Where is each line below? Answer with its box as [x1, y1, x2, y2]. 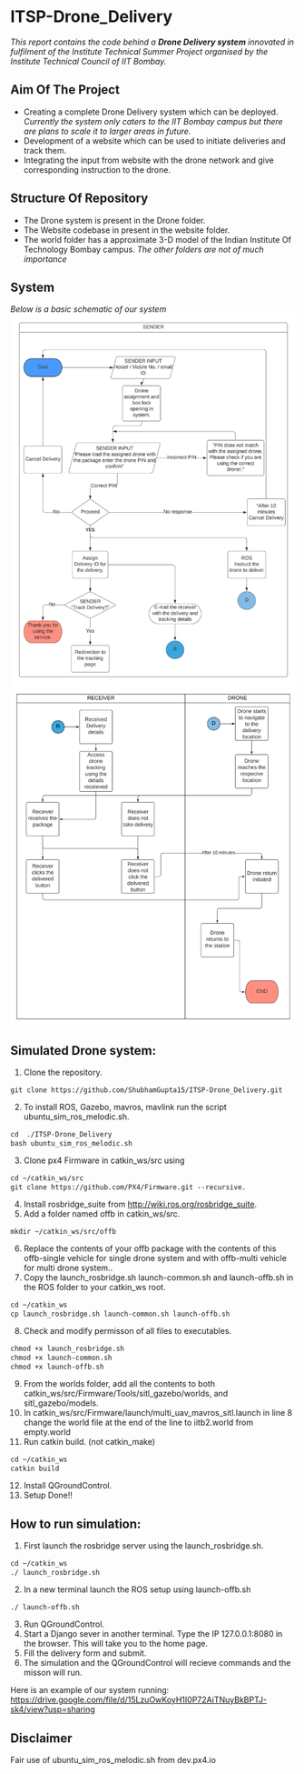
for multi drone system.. [23, 1262, 113, 1274]
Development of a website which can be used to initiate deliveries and [23, 135, 286, 146]
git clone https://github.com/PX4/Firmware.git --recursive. [10, 1183, 247, 1192]
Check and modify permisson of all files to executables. [23, 1326, 232, 1337]
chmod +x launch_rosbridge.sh [10, 1344, 125, 1354]
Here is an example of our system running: [10, 1685, 170, 1696]
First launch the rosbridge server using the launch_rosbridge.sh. [23, 1540, 264, 1551]
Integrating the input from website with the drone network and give [23, 155, 275, 165]
